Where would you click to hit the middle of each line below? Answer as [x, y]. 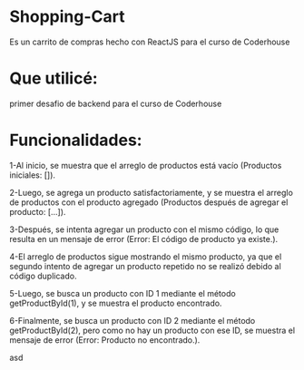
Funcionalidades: [76, 140]
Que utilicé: [54, 78]
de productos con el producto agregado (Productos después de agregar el [149, 202]
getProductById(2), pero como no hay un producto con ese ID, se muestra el [152, 330]
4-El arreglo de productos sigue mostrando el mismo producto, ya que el [146, 257]
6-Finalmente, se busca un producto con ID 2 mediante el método [132, 320]
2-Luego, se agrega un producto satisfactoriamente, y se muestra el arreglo [151, 192]
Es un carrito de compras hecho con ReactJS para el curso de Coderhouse [150, 42]
